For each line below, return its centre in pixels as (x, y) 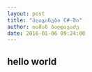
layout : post (26, 14)
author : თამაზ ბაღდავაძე (43, 27)
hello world (32, 61)
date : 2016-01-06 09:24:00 (46, 33)
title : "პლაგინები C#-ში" (45, 20)
